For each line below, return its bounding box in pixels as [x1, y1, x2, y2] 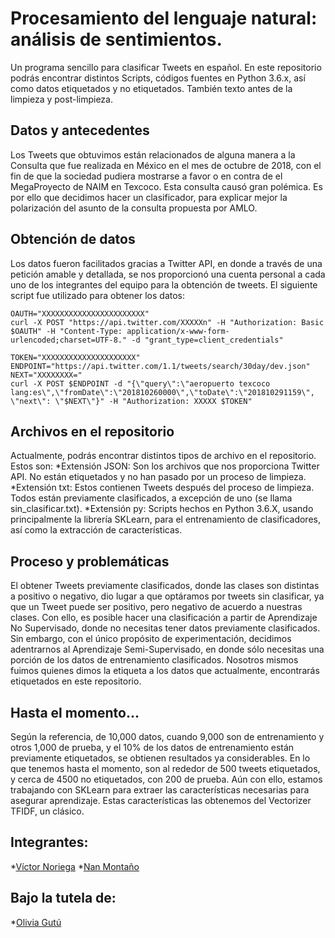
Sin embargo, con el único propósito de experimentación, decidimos [10, 633, 292, 645]
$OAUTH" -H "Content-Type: [10, 326, 123, 336]
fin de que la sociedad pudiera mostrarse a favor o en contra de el [10, 170, 283, 182]
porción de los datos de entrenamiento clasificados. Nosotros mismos [10, 654, 299, 666]
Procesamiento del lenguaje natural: [10, 7, 318, 30]
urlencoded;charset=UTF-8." [10, 335, 128, 345]
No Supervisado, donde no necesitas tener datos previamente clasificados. [10, 622, 321, 634]
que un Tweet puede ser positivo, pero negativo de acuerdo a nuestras [10, 601, 303, 613]
